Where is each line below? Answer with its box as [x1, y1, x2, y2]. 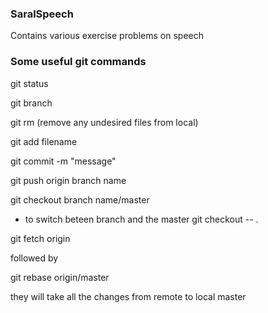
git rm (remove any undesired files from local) [10, 116, 199, 128]
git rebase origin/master [10, 271, 110, 283]
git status [10, 77, 49, 89]
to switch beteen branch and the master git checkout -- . [24, 213, 259, 225]
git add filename [10, 135, 78, 147]
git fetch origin [10, 232, 71, 244]
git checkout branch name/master [10, 193, 150, 206]
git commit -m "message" [10, 155, 117, 167]
